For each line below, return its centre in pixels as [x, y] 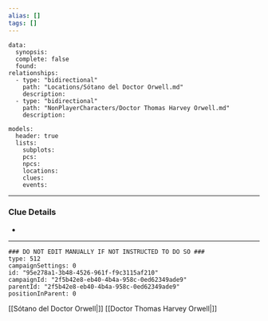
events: [35, 184]
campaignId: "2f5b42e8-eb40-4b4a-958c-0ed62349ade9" [98, 279]
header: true [37, 136]
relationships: [33, 73]
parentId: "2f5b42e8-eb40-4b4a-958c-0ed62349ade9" [94, 287]
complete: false [42, 59]
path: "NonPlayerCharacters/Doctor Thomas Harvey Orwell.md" [126, 108]
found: [26, 66]
